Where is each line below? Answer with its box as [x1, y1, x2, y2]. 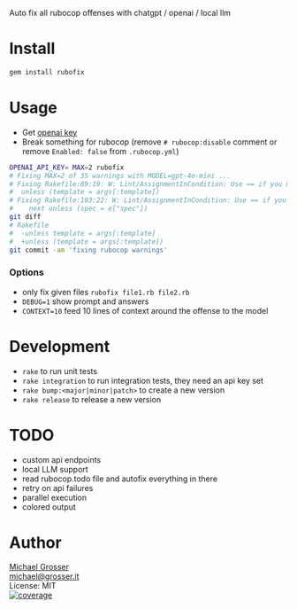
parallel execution [21, 492, 88, 503]
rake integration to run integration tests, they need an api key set [21, 375, 263, 386]
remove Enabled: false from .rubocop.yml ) [21, 145, 179, 156]
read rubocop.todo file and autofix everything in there [21, 473, 218, 484]
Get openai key [21, 127, 78, 137]
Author [9, 532, 62, 552]
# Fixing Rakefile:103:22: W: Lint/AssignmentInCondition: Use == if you [9, 196, 287, 205]
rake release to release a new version [21, 394, 162, 404]
